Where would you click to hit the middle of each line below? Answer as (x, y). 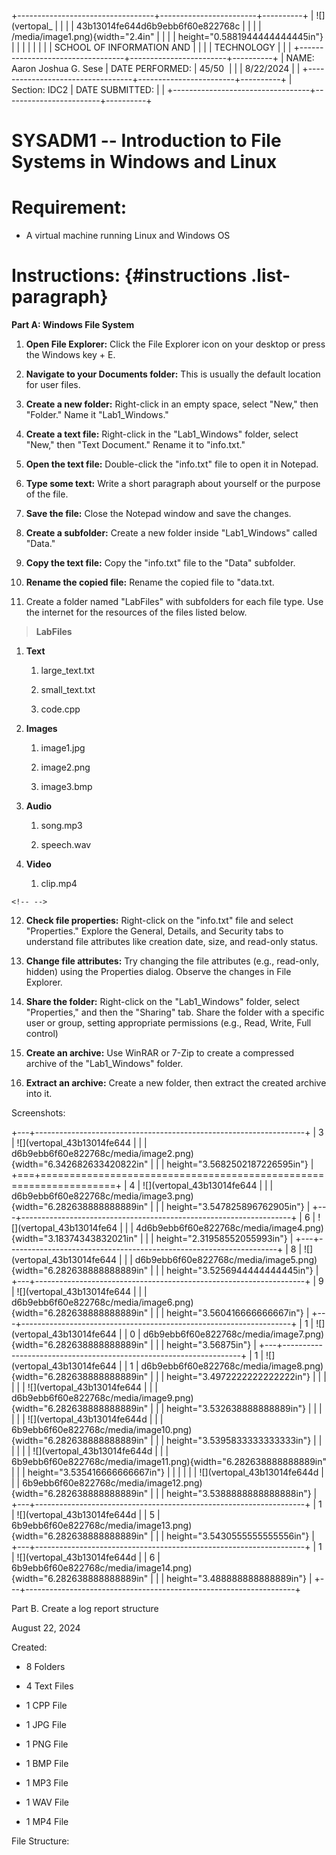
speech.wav (66, 845)
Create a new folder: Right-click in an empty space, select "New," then (172, 404)
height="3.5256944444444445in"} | (242, 1271)
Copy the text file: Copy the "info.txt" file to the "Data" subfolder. (160, 563)
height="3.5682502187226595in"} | (240, 1164)
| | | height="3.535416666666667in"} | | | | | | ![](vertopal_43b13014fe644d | (167, 1472)
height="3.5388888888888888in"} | (242, 1494)
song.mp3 (61, 826)
